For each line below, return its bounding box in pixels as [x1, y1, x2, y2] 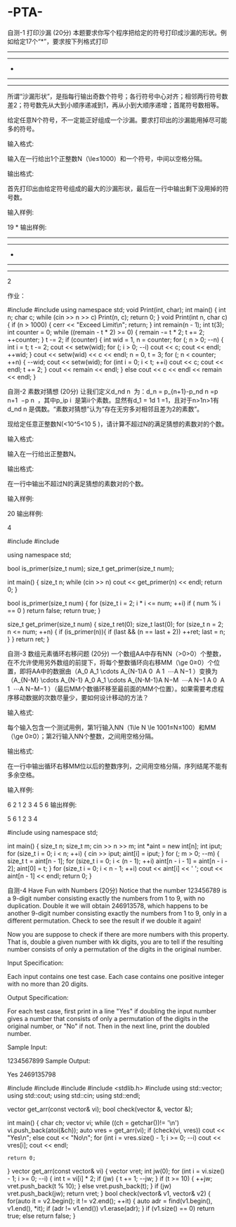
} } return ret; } [7, 635, 50, 643]
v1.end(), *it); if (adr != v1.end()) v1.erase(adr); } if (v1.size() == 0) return [7, 1204, 215, 1212]
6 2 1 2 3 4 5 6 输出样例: [7, 800, 77, 809]
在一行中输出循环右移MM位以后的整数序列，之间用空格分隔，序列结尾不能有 [7, 762, 228, 770]
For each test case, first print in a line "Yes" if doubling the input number [7, 1006, 216, 1015]
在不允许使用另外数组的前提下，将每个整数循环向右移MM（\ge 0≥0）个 [7, 658, 214, 666]
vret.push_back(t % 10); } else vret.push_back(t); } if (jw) [7, 1181, 172, 1190]
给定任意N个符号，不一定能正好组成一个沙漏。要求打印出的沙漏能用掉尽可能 [7, 115, 228, 124]
